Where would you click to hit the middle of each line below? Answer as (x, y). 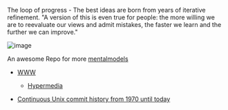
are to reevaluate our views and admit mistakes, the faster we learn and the (114, 25)
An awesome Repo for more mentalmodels (68, 59)
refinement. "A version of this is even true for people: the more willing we (111, 17)
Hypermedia (45, 85)
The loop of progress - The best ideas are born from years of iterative (106, 10)
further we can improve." (42, 32)
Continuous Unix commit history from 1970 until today (94, 99)
